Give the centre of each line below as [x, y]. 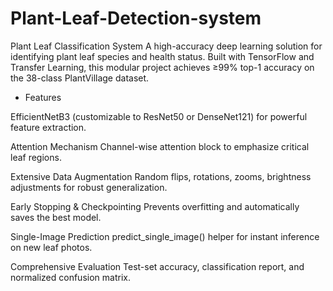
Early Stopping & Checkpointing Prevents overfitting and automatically [155, 206]
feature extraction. [48, 127]
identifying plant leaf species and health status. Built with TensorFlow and [162, 56]
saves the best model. [56, 217]
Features [43, 97]
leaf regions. [36, 157]
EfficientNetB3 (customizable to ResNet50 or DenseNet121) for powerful [159, 116]
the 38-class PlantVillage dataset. [80, 78]
